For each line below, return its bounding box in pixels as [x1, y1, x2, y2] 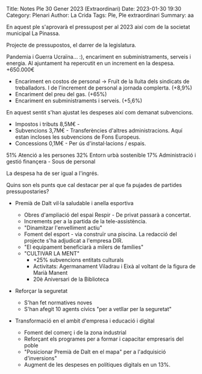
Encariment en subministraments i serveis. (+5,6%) [14, 97, 143, 104]
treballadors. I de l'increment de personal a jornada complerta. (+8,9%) [14, 84, 192, 91]
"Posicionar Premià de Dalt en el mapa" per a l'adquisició [24, 348, 166, 355]
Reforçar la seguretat [14, 287, 68, 294]
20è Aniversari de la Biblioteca [33, 275, 109, 283]
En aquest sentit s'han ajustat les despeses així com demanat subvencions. [6, 109, 194, 116]
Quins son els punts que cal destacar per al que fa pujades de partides [6, 182, 182, 188]
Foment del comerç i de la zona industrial [24, 329, 127, 336]
